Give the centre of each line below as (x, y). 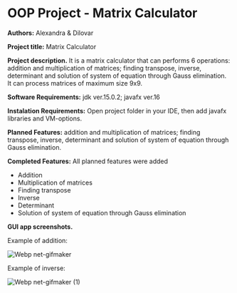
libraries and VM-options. (45, 118)
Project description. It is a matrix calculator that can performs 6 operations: (119, 60)
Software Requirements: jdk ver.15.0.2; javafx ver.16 (84, 97)
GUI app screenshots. (40, 227)
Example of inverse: (36, 268)
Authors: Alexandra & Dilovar (51, 33)
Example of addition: (37, 240)
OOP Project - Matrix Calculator (102, 13)
